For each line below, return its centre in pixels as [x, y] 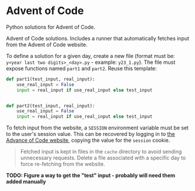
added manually [26, 182]
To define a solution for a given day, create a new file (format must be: [90, 56]
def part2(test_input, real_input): [51, 106]
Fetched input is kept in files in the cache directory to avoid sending [101, 152]
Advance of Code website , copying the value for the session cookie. [88, 140]
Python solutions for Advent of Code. [51, 27]
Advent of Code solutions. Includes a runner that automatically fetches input [98, 38]
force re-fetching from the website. [62, 164]
